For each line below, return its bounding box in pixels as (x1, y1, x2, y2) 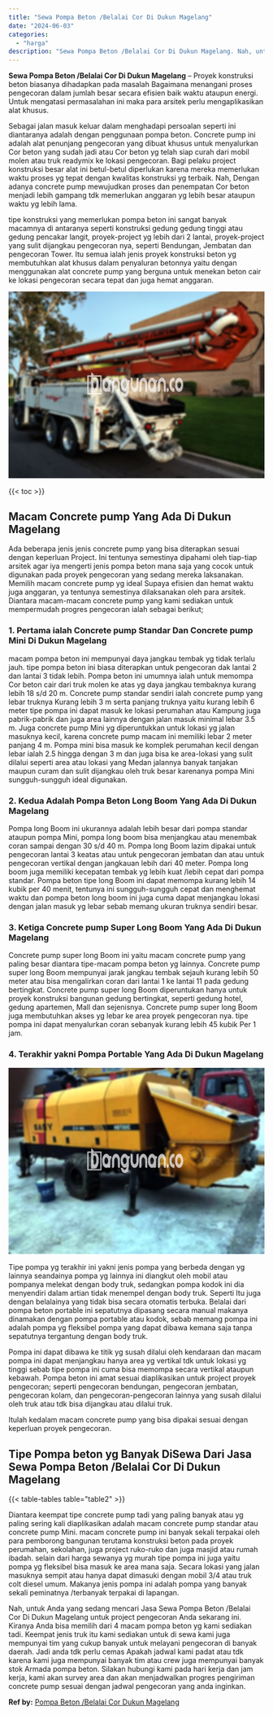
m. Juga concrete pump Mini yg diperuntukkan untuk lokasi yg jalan (8, 723, 236, 733)
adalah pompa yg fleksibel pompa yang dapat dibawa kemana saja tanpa (8, 1323, 253, 1332)
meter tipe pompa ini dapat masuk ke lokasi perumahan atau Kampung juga (8, 705, 262, 715)
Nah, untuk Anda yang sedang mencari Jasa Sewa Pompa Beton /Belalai (8, 1603, 251, 1613)
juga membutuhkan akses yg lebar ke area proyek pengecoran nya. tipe (8, 1011, 249, 1021)
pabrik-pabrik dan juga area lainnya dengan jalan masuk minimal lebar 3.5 (8, 714, 256, 724)
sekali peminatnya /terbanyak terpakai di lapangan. (8, 1588, 180, 1597)
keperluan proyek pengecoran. (8, 1424, 112, 1433)
